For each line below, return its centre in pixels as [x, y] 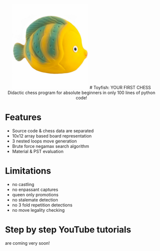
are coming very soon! [27, 243]
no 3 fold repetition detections [42, 205]
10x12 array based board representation [52, 136]
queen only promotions [35, 195]
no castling [23, 185]
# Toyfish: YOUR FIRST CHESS [120, 88]
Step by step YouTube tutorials [68, 230]
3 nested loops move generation [44, 141]
